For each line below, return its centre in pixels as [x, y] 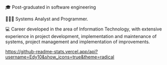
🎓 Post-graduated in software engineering [51, 7]
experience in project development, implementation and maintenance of [81, 36]
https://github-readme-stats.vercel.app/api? [52, 52]
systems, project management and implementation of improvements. [78, 42]
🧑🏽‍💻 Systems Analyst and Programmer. [47, 19]
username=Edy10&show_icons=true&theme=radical [60, 57]
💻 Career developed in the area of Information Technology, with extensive [84, 29]
